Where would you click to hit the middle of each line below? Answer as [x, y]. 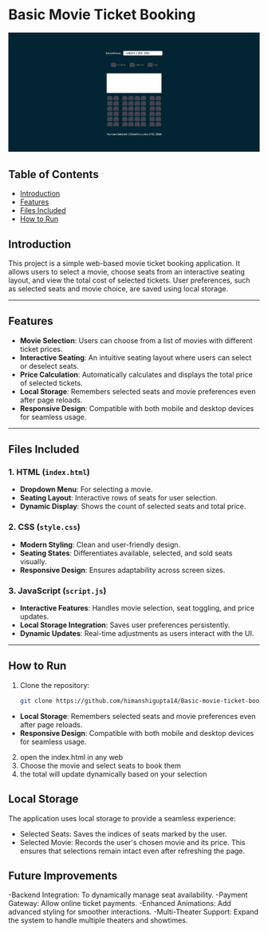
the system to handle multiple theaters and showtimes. [98, 920]
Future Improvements [63, 876]
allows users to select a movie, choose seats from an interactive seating [127, 271]
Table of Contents [54, 174]
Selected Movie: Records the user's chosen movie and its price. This [132, 842]
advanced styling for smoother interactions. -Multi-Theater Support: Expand [134, 912]
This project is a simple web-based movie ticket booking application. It [124, 263]
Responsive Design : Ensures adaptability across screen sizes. [122, 570]
